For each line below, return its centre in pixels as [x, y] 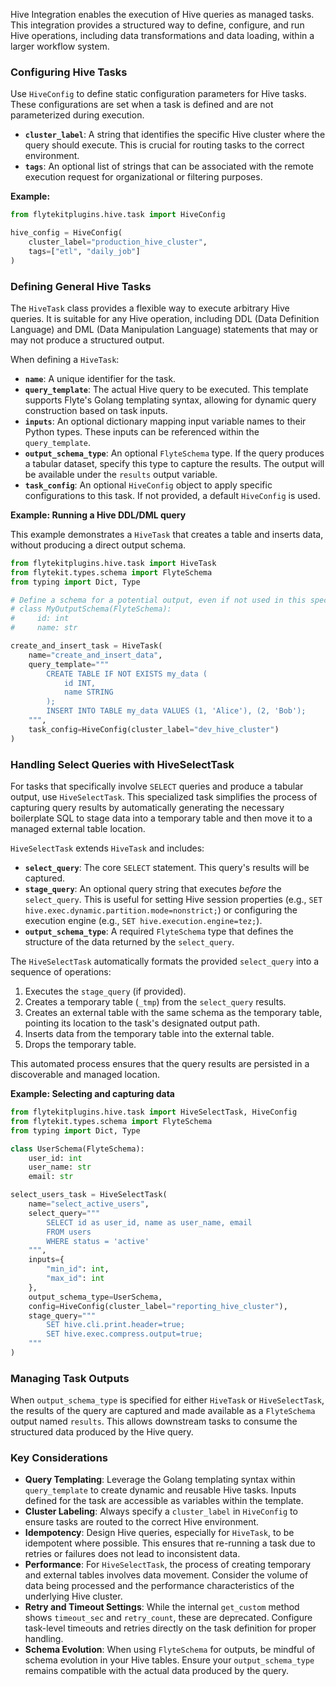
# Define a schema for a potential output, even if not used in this [158, 600]
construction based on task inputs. [96, 410]
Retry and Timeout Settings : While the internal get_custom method [162, 1607]
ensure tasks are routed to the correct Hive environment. [142, 1522]
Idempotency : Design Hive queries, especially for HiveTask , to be [159, 1533]
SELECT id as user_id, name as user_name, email [149, 1222]
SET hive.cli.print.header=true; [116, 1325]
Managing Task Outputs [70, 1378]
